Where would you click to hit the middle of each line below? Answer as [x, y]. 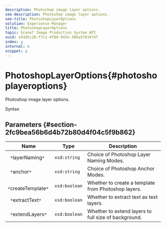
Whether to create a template [121, 183]
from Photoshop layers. [114, 189]
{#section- [60, 125]
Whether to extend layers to [119, 211]
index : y [14, 42]
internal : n [17, 46]
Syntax [12, 109]
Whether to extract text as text [123, 197]
